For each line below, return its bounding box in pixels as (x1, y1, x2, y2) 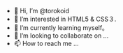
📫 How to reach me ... (13, 39, 79, 47)
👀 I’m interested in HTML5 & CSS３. (13, 15, 117, 23)
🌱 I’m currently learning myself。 (13, 24, 108, 31)
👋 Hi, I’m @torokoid (13, 7, 70, 15)
